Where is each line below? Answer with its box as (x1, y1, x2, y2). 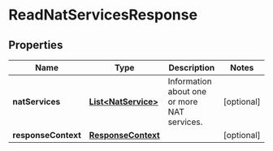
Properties (8, 38, 63, 52)
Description (168, 63, 215, 73)
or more (167, 96, 198, 107)
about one (167, 86, 207, 97)
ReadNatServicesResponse (8, 6, 197, 24)
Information (167, 75, 213, 87)
